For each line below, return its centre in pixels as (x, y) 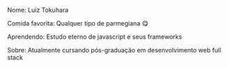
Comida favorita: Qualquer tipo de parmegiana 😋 (78, 23)
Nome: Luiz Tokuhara (38, 10)
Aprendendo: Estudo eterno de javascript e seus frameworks (95, 37)
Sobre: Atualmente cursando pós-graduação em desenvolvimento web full (114, 50)
